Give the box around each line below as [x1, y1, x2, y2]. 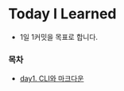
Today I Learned [8, 5, 117, 23]
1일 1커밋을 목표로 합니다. [19, 32, 98, 42]
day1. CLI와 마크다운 [19, 73, 84, 84]
